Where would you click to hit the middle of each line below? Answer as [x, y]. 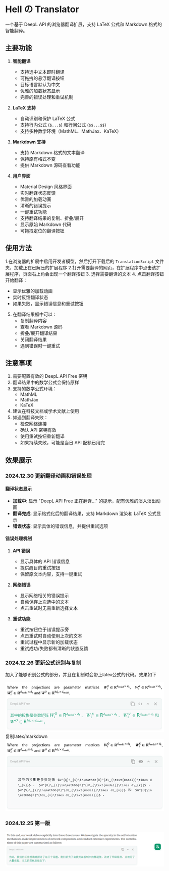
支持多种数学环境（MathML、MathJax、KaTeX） [71, 131]
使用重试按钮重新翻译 [42, 436]
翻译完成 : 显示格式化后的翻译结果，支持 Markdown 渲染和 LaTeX [79, 513]
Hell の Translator [42, 9]
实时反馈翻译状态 [30, 297]
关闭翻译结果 [33, 339]
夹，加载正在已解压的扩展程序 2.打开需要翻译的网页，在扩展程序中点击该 [81, 267]
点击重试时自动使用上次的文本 [51, 636]
